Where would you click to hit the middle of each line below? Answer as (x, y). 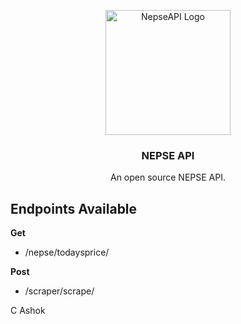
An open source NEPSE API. (168, 177)
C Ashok (28, 311)
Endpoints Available (74, 208)
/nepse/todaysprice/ (67, 252)
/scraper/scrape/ (59, 291)
